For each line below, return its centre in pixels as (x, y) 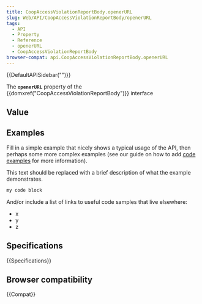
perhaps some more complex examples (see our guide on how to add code (101, 154)
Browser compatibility (50, 279)
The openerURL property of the (44, 87)
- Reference (27, 40)
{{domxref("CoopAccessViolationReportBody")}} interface (80, 93)
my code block (24, 190)
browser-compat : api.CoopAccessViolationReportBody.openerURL (87, 57)
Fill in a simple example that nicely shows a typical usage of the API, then (99, 148)
